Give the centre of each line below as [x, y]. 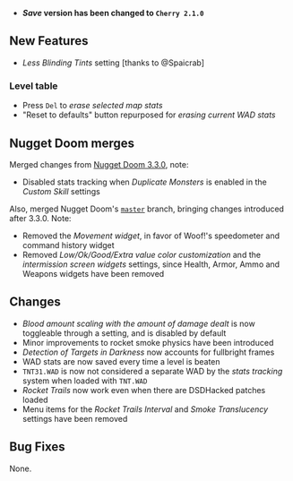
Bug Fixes [37, 447]
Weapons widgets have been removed [93, 273]
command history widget [68, 245]
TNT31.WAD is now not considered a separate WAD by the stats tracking [152, 371]
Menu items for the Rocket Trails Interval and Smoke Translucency [145, 409]
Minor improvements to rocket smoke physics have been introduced [148, 342]
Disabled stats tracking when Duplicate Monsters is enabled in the [144, 182]
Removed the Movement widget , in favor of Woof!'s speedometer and [151, 236]
